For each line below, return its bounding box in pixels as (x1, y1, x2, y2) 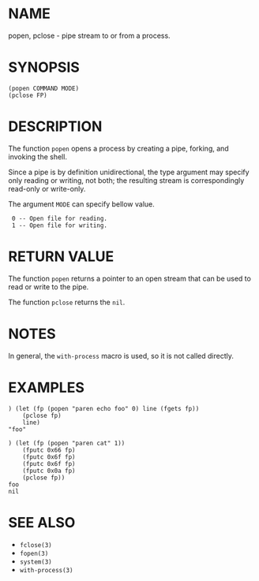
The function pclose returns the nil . (8, 297, 126, 307)
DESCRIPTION (8, 117, 103, 136)
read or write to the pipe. (8, 281, 89, 292)
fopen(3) (19, 549, 49, 557)
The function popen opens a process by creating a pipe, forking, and (8, 143, 229, 153)
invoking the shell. (8, 151, 67, 162)
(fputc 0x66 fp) (22, 446, 77, 454)
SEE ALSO (8, 513, 76, 531)
